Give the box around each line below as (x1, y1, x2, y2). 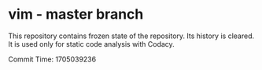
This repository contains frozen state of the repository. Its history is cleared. (8, 31, 254, 40)
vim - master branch (8, 5, 144, 23)
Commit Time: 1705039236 (8, 54, 97, 64)
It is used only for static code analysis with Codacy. (8, 39, 175, 48)
